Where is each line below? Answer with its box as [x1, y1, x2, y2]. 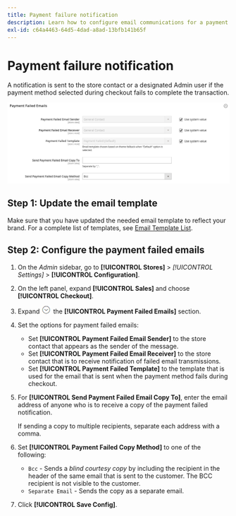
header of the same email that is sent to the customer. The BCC [27, 472, 213, 480]
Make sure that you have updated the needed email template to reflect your [7, 216, 227, 224]
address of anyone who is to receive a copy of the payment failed [17, 400, 209, 409]
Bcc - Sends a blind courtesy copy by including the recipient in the [27, 464, 221, 472]
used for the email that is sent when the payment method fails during [27, 371, 228, 380]
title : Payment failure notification [7, 11, 118, 18]
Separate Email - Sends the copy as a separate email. [27, 486, 185, 495]
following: [17, 450, 46, 459]
